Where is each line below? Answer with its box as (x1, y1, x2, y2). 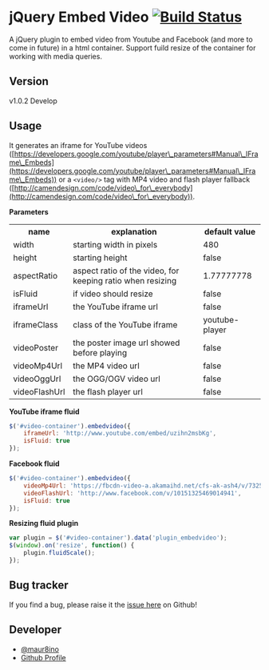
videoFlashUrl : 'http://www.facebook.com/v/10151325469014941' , (23, 489, 242, 497)
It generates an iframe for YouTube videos (9, 140, 148, 150)
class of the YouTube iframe (72, 319, 178, 330)
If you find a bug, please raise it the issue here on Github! (9, 600, 198, 609)
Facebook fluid (9, 459, 60, 468)
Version (9, 74, 49, 88)
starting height (72, 252, 128, 263)
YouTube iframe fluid (9, 407, 80, 416)
